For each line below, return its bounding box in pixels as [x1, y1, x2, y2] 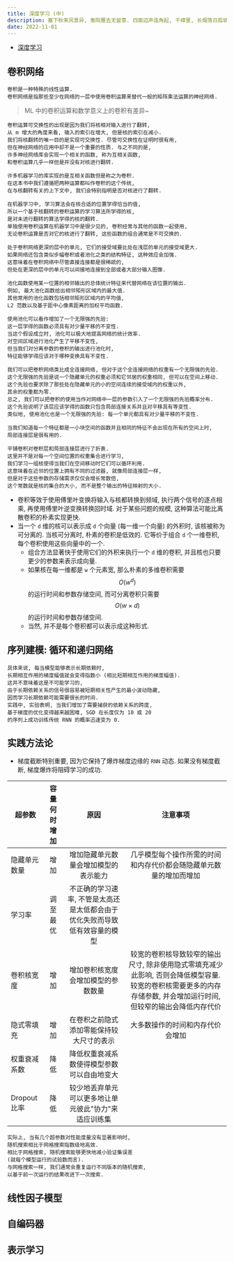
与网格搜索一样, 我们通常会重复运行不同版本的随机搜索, [7, 1164, 146, 1171]
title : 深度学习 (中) [7, 10, 65, 17]
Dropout [10, 1093, 38, 1103]
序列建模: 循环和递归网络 [7, 644, 114, 656]
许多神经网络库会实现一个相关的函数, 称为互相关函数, [7, 152, 141, 159]
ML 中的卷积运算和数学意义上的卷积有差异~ [24, 106, 150, 115]
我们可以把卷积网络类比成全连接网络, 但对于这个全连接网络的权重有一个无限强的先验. [7, 366, 219, 374]
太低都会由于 [76, 905, 118, 915]
